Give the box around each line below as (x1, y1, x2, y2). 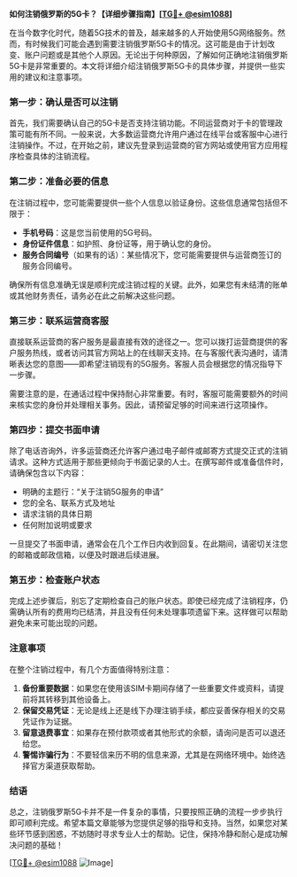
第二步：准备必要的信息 (9, 175, 109, 188)
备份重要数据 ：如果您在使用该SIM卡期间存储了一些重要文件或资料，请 (21, 682, 277, 694)
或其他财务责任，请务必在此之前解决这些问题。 (9, 290, 179, 300)
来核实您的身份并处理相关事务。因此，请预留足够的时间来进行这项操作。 (9, 399, 272, 410)
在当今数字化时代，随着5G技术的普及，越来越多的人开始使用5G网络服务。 (9, 27, 278, 38)
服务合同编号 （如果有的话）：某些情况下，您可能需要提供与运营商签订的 (21, 249, 282, 260)
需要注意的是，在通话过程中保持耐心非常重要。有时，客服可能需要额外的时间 (9, 388, 288, 399)
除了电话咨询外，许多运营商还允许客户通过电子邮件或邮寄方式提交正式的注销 (9, 446, 288, 456)
